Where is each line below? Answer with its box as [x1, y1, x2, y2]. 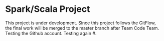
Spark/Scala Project [5, 3, 90, 15]
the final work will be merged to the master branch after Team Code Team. [5, 25, 159, 31]
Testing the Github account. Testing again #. [5, 30, 97, 36]
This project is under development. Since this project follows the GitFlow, [5, 20, 156, 26]
